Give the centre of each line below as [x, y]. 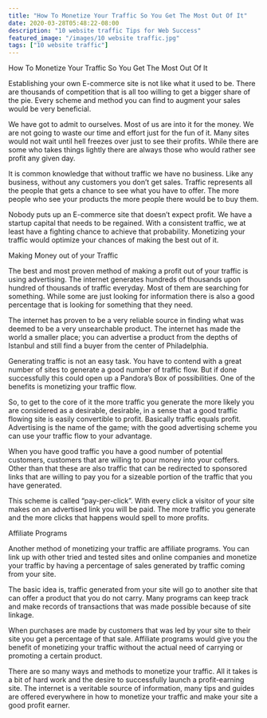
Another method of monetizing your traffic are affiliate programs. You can [129, 549]
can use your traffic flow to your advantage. [80, 436]
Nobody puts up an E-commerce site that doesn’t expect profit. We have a [130, 215]
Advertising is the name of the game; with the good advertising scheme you [133, 428]
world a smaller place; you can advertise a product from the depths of [123, 337]
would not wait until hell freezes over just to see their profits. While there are [133, 141]
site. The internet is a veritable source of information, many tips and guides [132, 688]
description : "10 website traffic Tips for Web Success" [105, 30]
